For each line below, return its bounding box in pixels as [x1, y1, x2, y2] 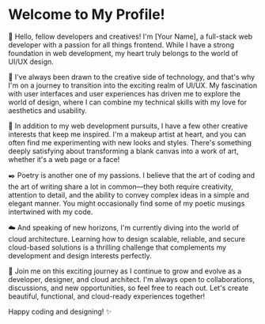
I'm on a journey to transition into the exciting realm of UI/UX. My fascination [8, 81, 258, 90]
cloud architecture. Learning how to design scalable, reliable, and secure [8, 234, 246, 243]
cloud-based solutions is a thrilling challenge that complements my [8, 243, 227, 252]
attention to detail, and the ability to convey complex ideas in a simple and [8, 190, 249, 199]
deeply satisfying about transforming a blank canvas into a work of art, [8, 146, 239, 156]
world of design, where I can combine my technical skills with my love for [8, 97, 248, 107]
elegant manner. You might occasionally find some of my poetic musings [8, 198, 245, 208]
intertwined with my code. [8, 207, 93, 217]
